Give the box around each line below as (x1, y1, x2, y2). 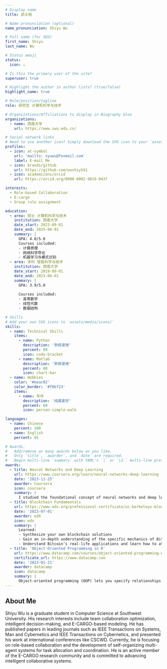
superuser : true (5, 76, 39, 81)
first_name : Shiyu (5, 39, 43, 44)
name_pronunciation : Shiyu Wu (5, 25, 68, 30)
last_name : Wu (5, 44, 35, 49)
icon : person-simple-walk (23, 407, 77, 413)
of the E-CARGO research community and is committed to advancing (5, 653, 147, 659)
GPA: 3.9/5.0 (18, 283, 46, 288)
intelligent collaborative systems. (5, 658, 73, 664)
